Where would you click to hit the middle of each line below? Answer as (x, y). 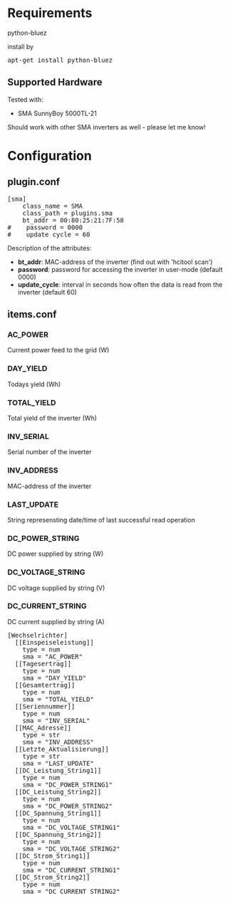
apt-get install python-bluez (60, 60)
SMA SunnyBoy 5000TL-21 (57, 113)
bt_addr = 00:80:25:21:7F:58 (73, 220)
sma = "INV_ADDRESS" (58, 742)
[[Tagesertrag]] (43, 664)
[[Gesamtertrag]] (45, 685)
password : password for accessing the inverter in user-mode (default (120, 269)
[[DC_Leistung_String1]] (58, 770)
